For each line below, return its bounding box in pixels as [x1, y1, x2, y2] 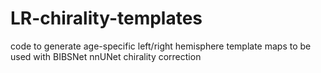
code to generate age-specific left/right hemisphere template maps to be [10, 40, 312, 52]
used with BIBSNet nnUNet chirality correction [10, 50, 202, 62]
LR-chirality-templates [10, 7, 203, 30]
